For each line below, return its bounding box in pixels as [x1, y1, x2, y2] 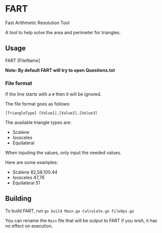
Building [5, 194, 32, 203]
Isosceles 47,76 [12, 175, 45, 181]
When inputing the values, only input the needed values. [5, 149, 122, 156]
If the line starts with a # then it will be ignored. [5, 91, 102, 97]
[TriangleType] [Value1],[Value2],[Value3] [5, 111, 98, 116]
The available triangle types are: [5, 119, 72, 126]
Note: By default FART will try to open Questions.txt [5, 67, 115, 73]
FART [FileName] [5, 57, 40, 63]
